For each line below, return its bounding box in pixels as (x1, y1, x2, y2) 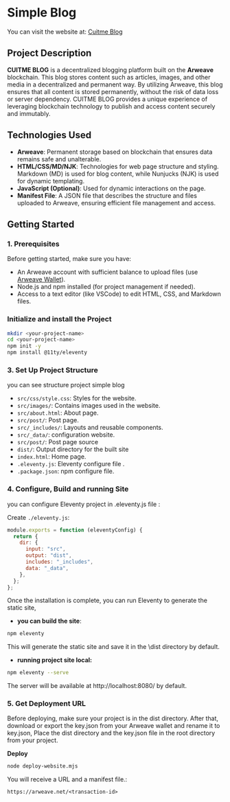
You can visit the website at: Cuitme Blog (7, 27, 123, 36)
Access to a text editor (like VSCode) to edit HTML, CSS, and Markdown (16, 290, 222, 298)
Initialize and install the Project (7, 314, 112, 324)
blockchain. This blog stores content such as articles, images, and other (7, 73, 211, 81)
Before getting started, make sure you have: (7, 255, 132, 263)
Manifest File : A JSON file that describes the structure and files (16, 191, 198, 200)
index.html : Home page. (16, 452, 87, 461)
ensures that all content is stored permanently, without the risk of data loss (7, 87, 219, 95)
